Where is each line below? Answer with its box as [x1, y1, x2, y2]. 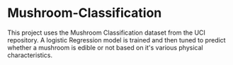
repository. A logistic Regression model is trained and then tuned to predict [7, 35, 226, 44]
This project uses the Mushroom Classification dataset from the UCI [7, 28, 205, 37]
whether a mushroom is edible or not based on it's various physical [7, 43, 203, 52]
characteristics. [7, 51, 53, 59]
